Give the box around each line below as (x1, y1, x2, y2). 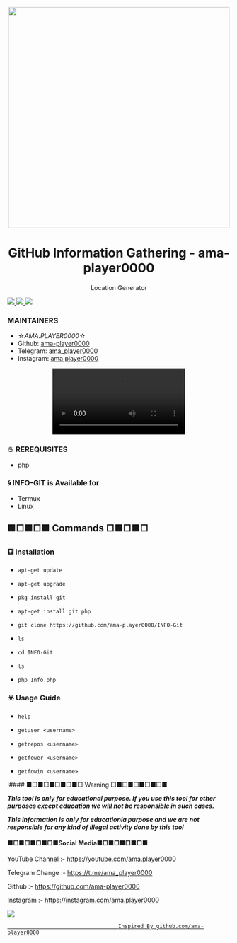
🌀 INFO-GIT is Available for (7, 478, 100, 488)
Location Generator (91, 283, 147, 291)
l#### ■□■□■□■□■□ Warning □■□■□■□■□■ (7, 780, 168, 789)
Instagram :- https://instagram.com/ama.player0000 (7, 896, 160, 905)
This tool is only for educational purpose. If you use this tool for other (7, 794, 216, 802)
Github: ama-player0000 (17, 340, 90, 348)
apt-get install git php (17, 608, 91, 615)
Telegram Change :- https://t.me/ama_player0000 (7, 869, 153, 877)
